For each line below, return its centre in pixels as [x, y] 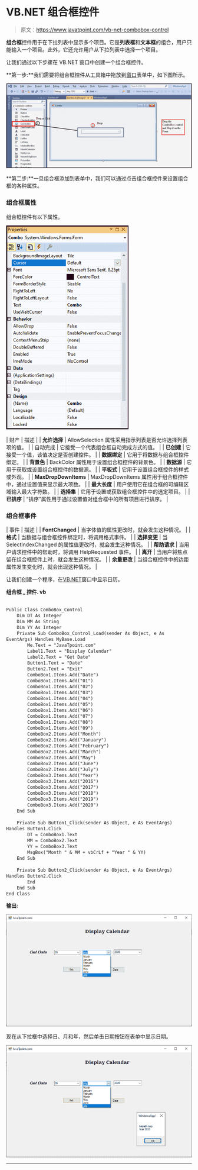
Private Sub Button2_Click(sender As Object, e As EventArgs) [95, 870]
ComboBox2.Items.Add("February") [68, 746]
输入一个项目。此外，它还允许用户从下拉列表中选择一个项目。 [86, 49]
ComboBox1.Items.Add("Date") [63, 675]
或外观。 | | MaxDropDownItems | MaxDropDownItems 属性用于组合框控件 [97, 476]
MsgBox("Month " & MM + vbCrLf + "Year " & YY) [87, 852]
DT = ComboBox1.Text [52, 834]
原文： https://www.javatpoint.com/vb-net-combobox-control [95, 30]
